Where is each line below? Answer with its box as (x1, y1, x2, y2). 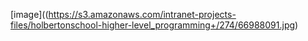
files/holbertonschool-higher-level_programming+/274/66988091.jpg (10, 19, 296, 31)
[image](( (10, 9, 49, 20)
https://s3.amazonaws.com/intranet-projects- (48, 9, 237, 20)
